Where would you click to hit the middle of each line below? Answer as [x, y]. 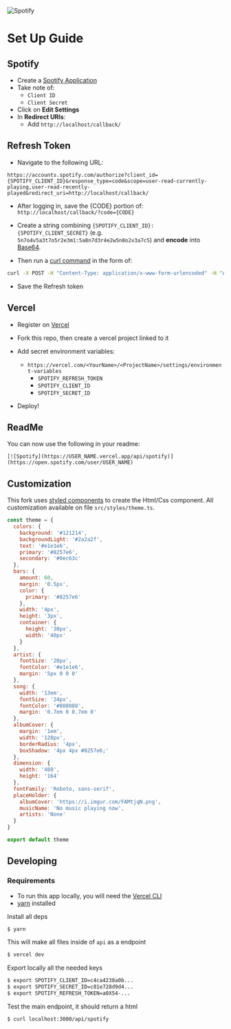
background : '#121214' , [54, 533]
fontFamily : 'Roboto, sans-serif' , [64, 789]
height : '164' [40, 776]
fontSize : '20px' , [46, 661]
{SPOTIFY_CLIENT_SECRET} [53, 233]
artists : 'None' [43, 815]
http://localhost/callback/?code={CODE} [76, 212]
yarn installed [36, 903]
